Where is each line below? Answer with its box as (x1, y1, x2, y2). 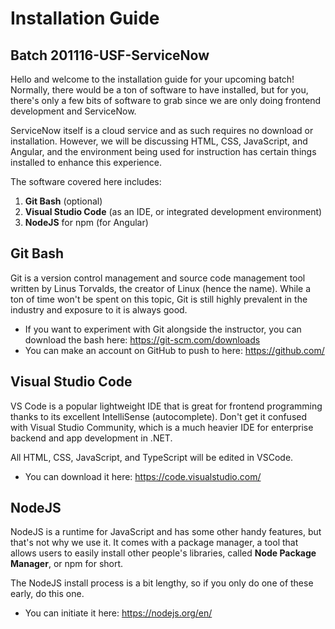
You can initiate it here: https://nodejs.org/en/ (24, 607, 213, 619)
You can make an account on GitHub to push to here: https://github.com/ (24, 344, 325, 356)
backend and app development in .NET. (10, 432, 173, 444)
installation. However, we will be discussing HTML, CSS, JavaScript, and (10, 135, 308, 147)
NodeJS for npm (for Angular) (24, 217, 149, 228)
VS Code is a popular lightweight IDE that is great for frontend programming (10, 400, 323, 412)
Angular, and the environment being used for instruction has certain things (10, 146, 317, 157)
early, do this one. (10, 588, 85, 600)
